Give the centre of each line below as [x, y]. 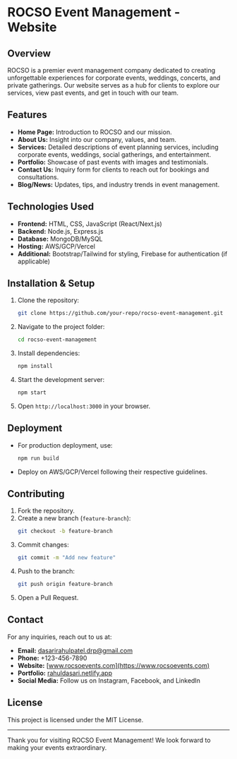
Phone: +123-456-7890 [52, 658]
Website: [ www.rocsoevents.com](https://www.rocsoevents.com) [114, 665]
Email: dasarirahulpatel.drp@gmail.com [75, 650]
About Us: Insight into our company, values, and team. [97, 139]
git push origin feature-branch [65, 584]
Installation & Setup [51, 283]
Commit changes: [43, 545]
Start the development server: [61, 380]
